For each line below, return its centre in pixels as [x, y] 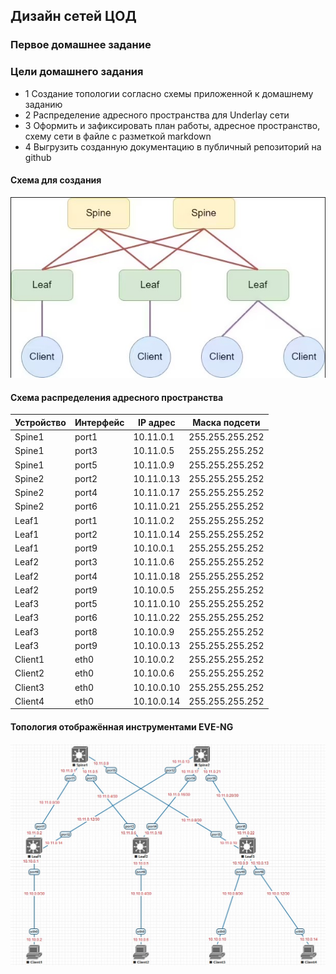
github [38, 157]
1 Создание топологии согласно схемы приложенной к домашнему [169, 93]
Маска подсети [226, 422]
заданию [43, 104]
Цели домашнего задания [77, 72]
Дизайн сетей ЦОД [73, 16]
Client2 [29, 673]
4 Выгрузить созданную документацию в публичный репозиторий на [173, 146]
